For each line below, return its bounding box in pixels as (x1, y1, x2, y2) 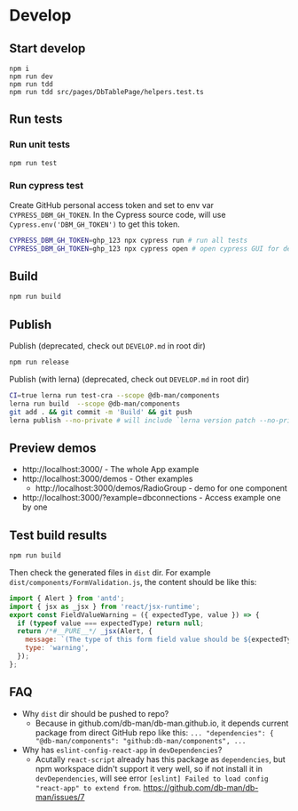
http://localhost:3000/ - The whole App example (21, 464, 200, 475)
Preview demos (9, 440, 97, 455)
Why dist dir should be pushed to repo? (21, 708, 169, 719)
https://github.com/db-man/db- (143, 782, 259, 792)
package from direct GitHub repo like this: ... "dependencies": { (35, 727, 274, 738)
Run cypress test (9, 180, 84, 192)
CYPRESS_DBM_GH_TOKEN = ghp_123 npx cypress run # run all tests (9, 236, 248, 245)
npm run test (9, 158, 58, 167)
